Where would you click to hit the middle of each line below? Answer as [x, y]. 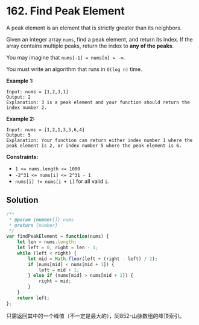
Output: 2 [19, 97]
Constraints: [22, 156]
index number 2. [27, 107]
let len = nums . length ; [47, 242]
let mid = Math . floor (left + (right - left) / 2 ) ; [93, 259]
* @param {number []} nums [41, 220]
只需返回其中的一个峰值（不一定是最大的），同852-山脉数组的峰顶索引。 [96, 316]
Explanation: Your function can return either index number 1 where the [99, 140]
